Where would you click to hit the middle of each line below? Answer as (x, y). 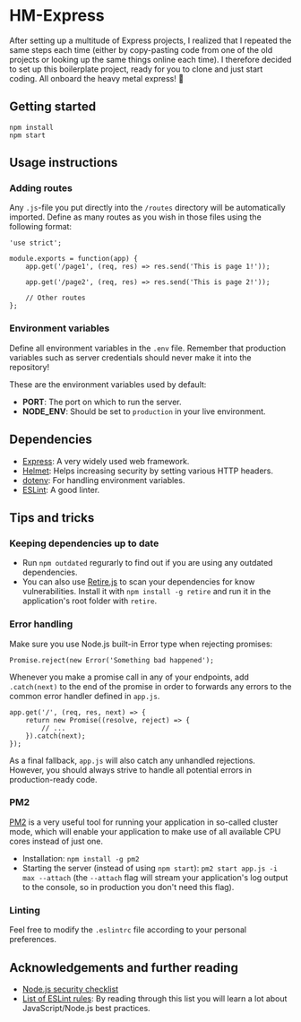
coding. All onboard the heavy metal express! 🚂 (97, 78)
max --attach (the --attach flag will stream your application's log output (155, 877)
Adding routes (41, 188)
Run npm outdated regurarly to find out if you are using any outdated (147, 563)
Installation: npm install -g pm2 (81, 858)
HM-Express (57, 16)
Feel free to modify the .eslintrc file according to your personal (128, 930)
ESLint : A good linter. (61, 489)
